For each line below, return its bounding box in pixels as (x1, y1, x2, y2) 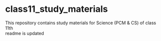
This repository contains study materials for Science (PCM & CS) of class (5, 20, 156, 26)
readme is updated (5, 30, 44, 36)
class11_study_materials (5, 3, 108, 15)
